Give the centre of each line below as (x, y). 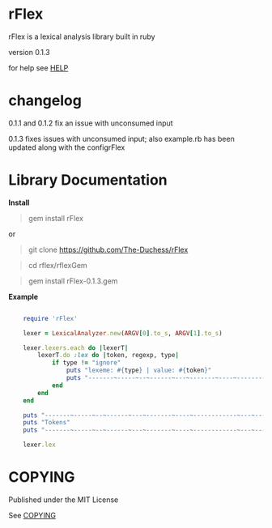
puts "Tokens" (47, 423)
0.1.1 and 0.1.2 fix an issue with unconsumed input (91, 123)
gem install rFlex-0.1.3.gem (73, 281)
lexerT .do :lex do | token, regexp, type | (108, 356)
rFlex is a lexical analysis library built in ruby (82, 36)
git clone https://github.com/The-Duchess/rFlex (108, 249)
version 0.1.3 (29, 52)
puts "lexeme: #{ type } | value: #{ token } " (139, 370)
